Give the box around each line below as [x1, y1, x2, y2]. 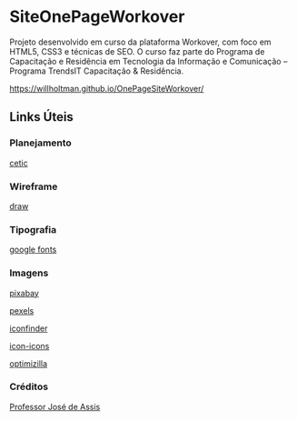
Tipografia [9, 223, 57, 236]
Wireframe [9, 180, 58, 193]
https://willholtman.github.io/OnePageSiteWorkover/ [9, 83, 204, 94]
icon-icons [9, 340, 50, 351]
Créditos [9, 380, 48, 393]
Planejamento [9, 136, 73, 149]
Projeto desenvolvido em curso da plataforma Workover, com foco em [9, 36, 272, 47]
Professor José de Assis [9, 401, 101, 412]
